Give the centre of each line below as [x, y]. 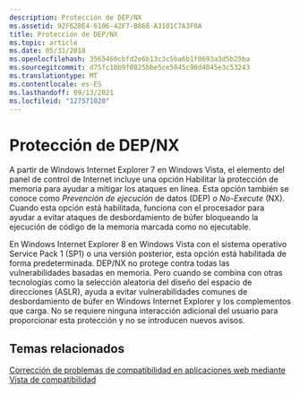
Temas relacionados [67, 349]
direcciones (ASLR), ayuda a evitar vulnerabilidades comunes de [129, 292]
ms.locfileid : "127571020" [60, 101]
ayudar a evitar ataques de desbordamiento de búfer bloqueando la [134, 218]
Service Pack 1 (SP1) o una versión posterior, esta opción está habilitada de [148, 254]
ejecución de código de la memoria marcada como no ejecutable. [130, 227]
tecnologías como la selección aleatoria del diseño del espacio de [131, 282]
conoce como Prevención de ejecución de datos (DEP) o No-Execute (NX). [147, 199]
